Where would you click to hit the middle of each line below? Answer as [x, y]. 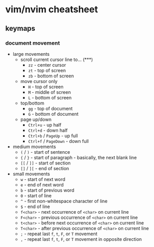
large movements [31, 54]
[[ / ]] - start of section [45, 163]
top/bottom [32, 103]
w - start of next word [43, 179]
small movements [31, 174]
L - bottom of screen [50, 97]
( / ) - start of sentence [45, 152]
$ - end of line [35, 207]
